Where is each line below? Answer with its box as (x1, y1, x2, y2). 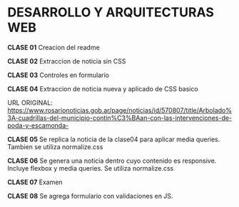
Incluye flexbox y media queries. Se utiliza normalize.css (7, 163, 174, 172)
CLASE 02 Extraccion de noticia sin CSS (7, 56, 126, 65)
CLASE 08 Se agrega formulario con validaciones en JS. (7, 191, 173, 200)
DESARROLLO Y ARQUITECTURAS (7, 4, 214, 21)
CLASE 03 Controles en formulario (7, 71, 109, 79)
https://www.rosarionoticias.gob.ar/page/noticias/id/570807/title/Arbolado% (7, 106, 232, 114)
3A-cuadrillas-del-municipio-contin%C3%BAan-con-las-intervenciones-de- (7, 113, 233, 122)
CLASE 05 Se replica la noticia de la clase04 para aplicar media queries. (7, 135, 220, 143)
